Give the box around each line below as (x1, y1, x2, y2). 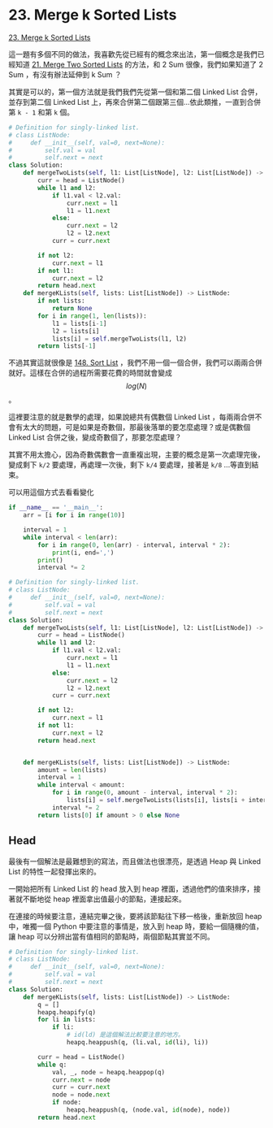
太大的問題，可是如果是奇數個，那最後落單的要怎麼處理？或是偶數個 (22, 423, 250, 432)
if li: (51, 1023, 75, 1031)
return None (51, 305, 93, 313)
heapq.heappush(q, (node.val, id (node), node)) (66, 1106, 231, 1114)
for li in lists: (37, 1016, 96, 1024)
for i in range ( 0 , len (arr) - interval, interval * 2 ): (37, 540, 231, 549)
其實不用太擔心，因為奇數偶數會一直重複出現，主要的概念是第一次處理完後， (8, 449, 265, 460)
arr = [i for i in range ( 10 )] (23, 511, 126, 519)
